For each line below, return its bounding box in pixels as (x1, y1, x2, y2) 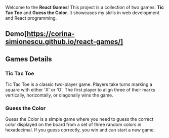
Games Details (5, 55, 52, 63)
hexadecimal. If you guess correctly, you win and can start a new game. (5, 127, 155, 133)
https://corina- (27, 30, 75, 38)
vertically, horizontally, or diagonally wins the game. (5, 92, 114, 98)
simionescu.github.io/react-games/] (5, 37, 123, 46)
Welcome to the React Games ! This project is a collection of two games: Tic (5, 5, 164, 10)
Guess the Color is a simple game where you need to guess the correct (5, 116, 154, 122)
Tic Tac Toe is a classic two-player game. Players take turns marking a (5, 81, 153, 87)
